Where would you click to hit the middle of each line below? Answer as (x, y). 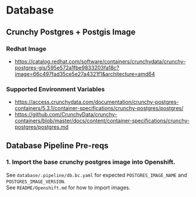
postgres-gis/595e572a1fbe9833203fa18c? (67, 68)
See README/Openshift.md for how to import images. (68, 187)
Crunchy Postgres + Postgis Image (71, 32)
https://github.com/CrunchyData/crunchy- (66, 115)
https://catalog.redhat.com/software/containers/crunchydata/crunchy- (100, 61)
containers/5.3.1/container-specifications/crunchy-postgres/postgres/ (99, 108)
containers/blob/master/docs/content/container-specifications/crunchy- (102, 121)
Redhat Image (26, 49)
